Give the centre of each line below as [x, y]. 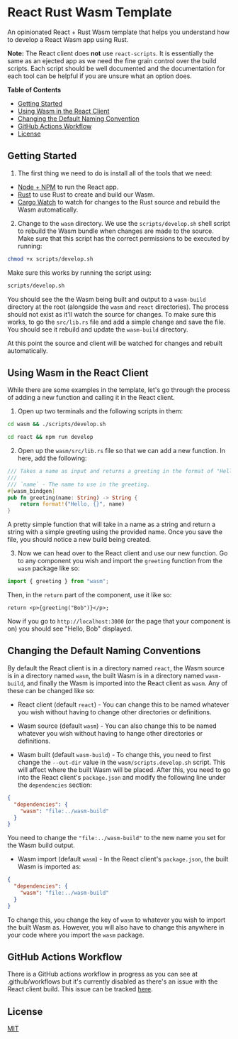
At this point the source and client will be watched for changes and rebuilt [115, 343]
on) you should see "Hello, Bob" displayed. [70, 629]
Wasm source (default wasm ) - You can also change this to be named [117, 726]
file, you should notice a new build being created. [79, 540]
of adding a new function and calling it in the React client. [91, 398]
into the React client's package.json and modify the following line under [121, 777]
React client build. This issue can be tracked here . [80, 989]
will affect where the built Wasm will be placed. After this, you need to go [124, 769]
